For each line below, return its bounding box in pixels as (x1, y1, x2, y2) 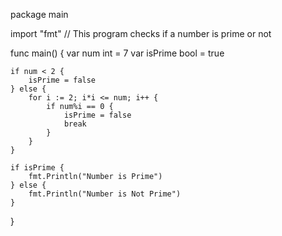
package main (10, 9, 69, 20)
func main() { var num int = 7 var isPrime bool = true (10, 47, 225, 59)
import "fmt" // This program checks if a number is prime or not (10, 28, 272, 39)
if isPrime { (10, 163, 65, 173)
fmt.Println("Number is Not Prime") (28, 189, 182, 199)
